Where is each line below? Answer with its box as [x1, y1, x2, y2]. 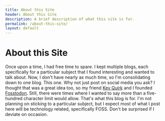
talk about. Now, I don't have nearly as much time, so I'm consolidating [5, 74, 151, 80]
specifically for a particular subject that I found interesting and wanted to [5, 69, 155, 75]
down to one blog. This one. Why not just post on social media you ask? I [5, 80, 156, 86]
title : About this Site [5, 7, 55, 12]
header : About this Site [5, 12, 57, 17]
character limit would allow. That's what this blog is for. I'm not [23, 96, 152, 102]
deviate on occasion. [5, 112, 48, 118]
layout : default [5, 26, 39, 31]
